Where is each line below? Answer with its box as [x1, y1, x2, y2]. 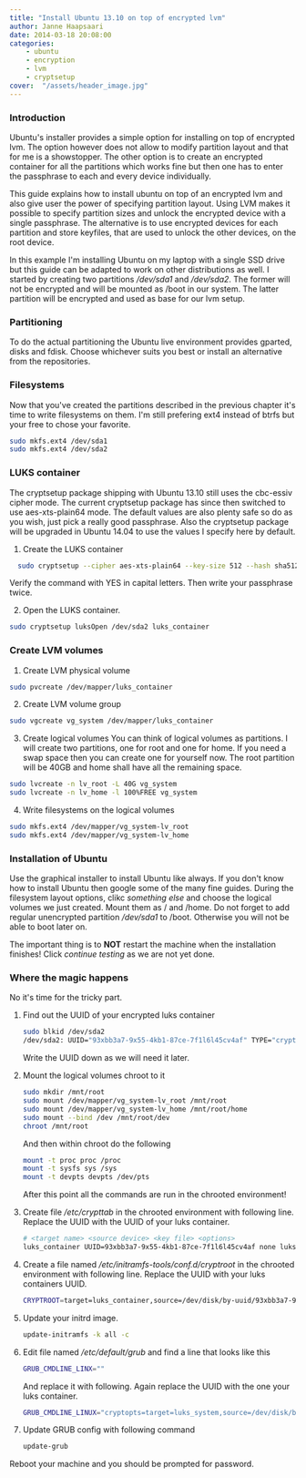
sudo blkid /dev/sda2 [22, 1027, 105, 1037]
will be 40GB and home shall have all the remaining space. [22, 762, 242, 773]
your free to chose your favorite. [9, 418, 131, 429]
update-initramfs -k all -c [22, 1329, 129, 1339]
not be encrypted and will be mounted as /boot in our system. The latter [9, 283, 280, 294]
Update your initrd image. [22, 1312, 118, 1323]
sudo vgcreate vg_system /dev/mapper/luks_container [9, 716, 214, 725]
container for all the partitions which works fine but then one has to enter [9, 160, 284, 171]
